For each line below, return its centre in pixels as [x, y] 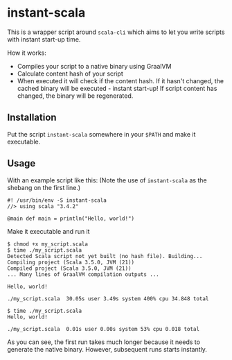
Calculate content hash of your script [70, 74]
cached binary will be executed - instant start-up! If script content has [117, 88]
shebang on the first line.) [44, 187]
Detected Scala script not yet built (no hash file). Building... [105, 256]
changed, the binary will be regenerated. [75, 96]
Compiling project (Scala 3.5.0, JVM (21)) [71, 262]
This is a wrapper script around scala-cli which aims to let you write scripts [116, 32]
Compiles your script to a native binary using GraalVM [94, 66]
